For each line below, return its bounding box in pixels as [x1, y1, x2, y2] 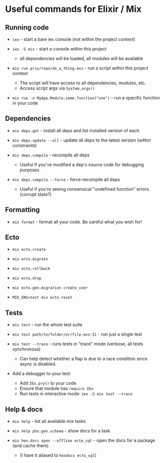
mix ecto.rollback [12, 266, 50, 271]
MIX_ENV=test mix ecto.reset [12, 295, 73, 300]
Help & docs [5, 405, 43, 413]
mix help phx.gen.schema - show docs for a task [12, 428, 111, 434]
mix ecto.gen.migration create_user [12, 286, 88, 291]
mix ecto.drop [12, 276, 41, 281]
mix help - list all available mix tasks [12, 418, 86, 424]
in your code [12, 100, 38, 106]
